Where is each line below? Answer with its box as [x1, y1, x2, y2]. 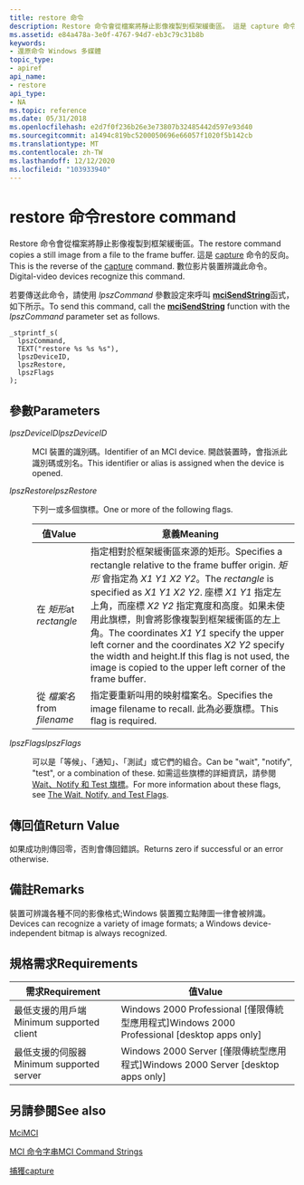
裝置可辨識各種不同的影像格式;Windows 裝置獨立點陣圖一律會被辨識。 [9, 907, 271, 919]
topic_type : [9, 55, 54, 64]
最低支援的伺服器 [14, 1046, 88, 1058]
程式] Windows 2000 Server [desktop [120, 1058, 280, 1071]
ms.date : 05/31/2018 [9, 114, 88, 123]
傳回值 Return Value [9, 817, 120, 833]
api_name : [9, 72, 47, 81]
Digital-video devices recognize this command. [9, 271, 185, 282]
